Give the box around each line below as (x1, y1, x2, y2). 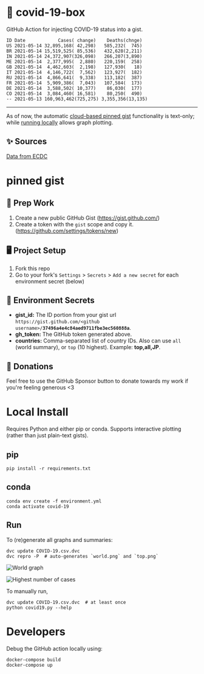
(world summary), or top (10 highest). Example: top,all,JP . (15, 344, 161, 351)
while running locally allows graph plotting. (6, 119, 114, 126)
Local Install (6, 405, 69, 419)
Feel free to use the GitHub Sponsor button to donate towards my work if (6, 377, 189, 385)
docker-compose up (6, 662, 53, 668)
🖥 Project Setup (6, 246, 66, 256)
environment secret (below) (15, 277, 85, 285)
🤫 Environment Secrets (6, 295, 95, 305)
